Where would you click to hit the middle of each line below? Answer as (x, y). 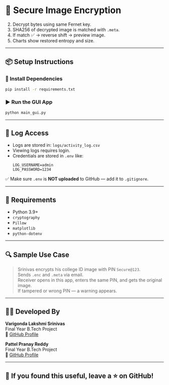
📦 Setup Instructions (39, 62)
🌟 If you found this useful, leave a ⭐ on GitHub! (79, 376)
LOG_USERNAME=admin (33, 165)
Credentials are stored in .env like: (48, 156)
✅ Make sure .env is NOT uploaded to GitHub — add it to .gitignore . (77, 179)
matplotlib (24, 229)
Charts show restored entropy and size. (53, 40)
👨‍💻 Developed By (33, 312)
